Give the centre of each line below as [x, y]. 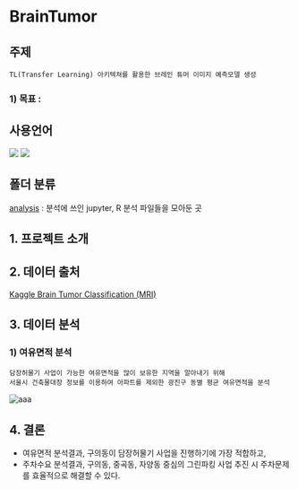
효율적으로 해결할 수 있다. [76, 476]
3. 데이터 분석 [45, 325]
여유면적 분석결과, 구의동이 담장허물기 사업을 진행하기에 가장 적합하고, [144, 453]
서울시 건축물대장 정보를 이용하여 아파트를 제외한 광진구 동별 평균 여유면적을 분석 [140, 383]
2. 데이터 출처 [45, 272]
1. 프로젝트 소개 [49, 238]
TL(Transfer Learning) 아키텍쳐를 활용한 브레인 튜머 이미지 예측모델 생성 [133, 74]
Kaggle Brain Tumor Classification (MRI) [83, 294]
